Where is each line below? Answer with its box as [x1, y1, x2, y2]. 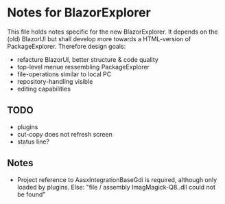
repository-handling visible [16, 77, 93, 85]
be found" [16, 190, 46, 199]
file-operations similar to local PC [16, 70, 112, 78]
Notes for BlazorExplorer [7, 5, 151, 21]
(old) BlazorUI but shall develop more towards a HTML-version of [7, 34, 191, 43]
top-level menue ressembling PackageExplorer [16, 63, 150, 71]
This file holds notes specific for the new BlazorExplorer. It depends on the [7, 27, 218, 36]
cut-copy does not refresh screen [16, 130, 113, 138]
